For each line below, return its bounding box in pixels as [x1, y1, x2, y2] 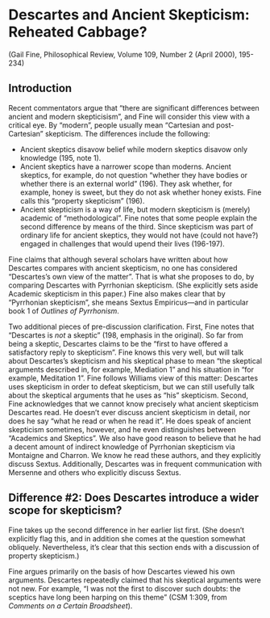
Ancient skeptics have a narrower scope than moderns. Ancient [19, 162, 231, 171]
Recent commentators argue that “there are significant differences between [8, 103, 260, 112]
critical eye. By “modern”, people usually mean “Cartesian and [8, 120, 215, 130]
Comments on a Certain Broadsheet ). [8, 600, 133, 611]
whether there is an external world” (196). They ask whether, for [19, 179, 233, 188]
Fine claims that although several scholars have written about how [8, 254, 228, 264]
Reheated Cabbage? [8, 23, 147, 41]
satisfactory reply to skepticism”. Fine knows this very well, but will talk [8, 347, 244, 357]
